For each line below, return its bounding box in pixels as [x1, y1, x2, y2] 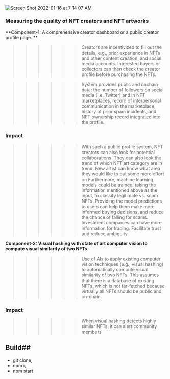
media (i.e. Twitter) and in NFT [81, 92, 145, 98]
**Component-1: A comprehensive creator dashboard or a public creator [5, 29, 159, 35]
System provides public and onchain [81, 82, 158, 88]
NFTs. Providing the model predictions [81, 198, 162, 204]
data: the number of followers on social [81, 87, 164, 93]
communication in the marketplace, [81, 103, 156, 109]
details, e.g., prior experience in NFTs [81, 50, 161, 56]
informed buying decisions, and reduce [81, 209, 164, 215]
